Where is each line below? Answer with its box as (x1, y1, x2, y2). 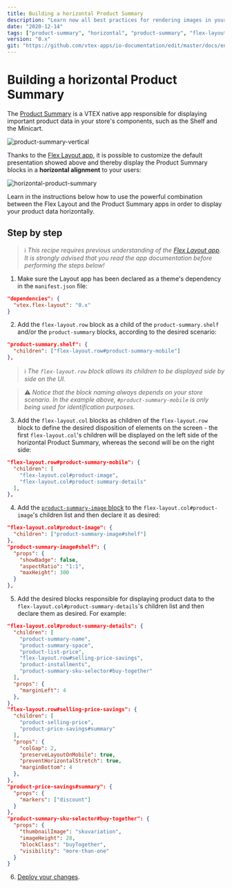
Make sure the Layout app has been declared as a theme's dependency (17, 274, 222, 283)
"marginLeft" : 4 (19, 687, 67, 694)
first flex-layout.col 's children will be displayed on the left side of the (17, 431, 218, 439)
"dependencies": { (7, 295, 60, 302)
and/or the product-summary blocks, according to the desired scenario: (17, 328, 217, 336)
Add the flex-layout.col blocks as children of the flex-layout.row (17, 416, 209, 424)
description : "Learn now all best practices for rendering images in (7, 17, 212, 23)
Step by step (7, 227, 63, 239)
